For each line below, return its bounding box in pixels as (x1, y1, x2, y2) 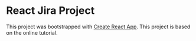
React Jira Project (6, 4, 95, 17)
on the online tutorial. (6, 29, 58, 36)
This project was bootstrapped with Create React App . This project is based (6, 23, 191, 30)
